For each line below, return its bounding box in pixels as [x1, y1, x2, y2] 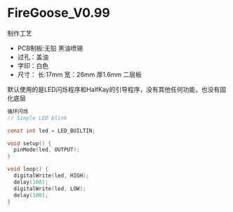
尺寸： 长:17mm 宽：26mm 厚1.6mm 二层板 [17, 70, 142, 79]
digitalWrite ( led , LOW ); [13, 185, 86, 192]
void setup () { [7, 140, 52, 147]
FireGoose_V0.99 [7, 5, 110, 21]
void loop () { [7, 166, 49, 173]
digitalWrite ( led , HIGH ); [13, 172, 90, 180]
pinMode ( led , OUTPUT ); [13, 146, 80, 154]
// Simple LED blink [7, 114, 68, 121]
